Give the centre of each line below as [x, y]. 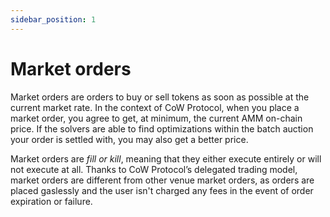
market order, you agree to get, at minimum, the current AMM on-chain [156, 118]
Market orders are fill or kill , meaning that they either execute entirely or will [166, 158]
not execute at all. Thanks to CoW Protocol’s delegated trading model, [154, 169]
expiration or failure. [51, 201]
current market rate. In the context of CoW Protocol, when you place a [155, 107]
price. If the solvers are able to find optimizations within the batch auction [162, 128]
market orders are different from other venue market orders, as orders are [162, 180]
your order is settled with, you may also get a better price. [129, 139]
